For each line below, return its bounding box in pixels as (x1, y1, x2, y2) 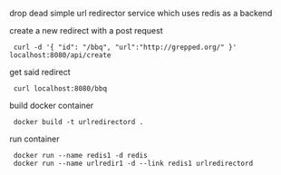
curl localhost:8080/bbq (13, 84, 107, 93)
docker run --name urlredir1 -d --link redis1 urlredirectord (13, 159, 254, 168)
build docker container (9, 100, 94, 111)
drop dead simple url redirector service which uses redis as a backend (9, 8, 273, 18)
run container (9, 133, 61, 144)
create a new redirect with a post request (9, 25, 163, 35)
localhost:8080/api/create (9, 51, 111, 60)
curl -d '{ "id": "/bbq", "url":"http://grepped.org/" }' (13, 43, 237, 52)
